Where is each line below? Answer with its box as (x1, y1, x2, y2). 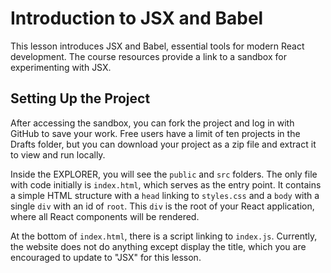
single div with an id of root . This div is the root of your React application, (10, 200, 315, 212)
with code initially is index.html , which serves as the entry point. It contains (10, 178, 322, 191)
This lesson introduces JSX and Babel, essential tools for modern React (10, 40, 305, 52)
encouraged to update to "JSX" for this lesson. (10, 251, 202, 263)
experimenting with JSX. (10, 61, 112, 73)
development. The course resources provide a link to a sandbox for (10, 50, 287, 62)
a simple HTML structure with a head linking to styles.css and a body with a (10, 189, 320, 201)
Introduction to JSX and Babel (10, 7, 264, 30)
